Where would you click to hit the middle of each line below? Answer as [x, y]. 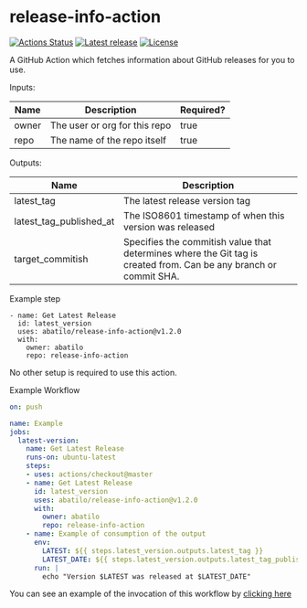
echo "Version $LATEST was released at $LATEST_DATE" [147, 576]
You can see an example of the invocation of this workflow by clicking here [151, 594]
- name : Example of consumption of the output [116, 534]
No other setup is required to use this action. [93, 372]
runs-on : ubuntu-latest [71, 458]
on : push [26, 407]
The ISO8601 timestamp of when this [204, 215]
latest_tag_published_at [64, 221]
